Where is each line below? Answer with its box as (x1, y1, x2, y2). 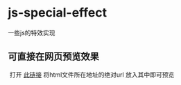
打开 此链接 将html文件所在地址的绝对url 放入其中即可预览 (9, 70, 175, 79)
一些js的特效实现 (8, 28, 55, 37)
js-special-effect (8, 5, 107, 21)
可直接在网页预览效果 (8, 50, 99, 63)
